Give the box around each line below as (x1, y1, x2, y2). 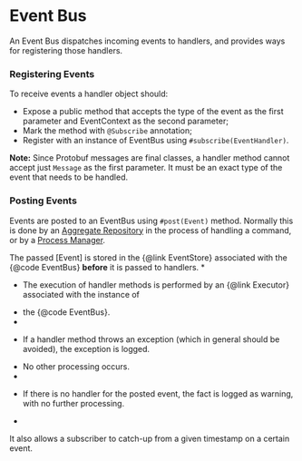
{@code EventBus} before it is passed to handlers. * (9, 261, 206, 272)
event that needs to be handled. (9, 172, 129, 182)
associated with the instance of (22, 289, 141, 299)
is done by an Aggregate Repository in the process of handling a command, (9, 224, 292, 236)
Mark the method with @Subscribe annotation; (22, 125, 192, 136)
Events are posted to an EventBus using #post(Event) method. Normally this (9, 215, 294, 226)
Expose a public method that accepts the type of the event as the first (22, 106, 284, 117)
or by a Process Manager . (9, 234, 106, 245)
